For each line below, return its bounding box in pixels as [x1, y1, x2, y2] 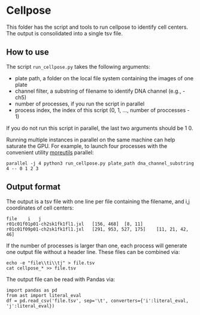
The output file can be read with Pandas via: [6, 275, 116, 283]
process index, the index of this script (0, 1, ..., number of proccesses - [14, 106, 190, 114]
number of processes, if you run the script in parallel [14, 100, 145, 107]
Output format [6, 182, 61, 192]
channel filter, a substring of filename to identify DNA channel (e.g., [14, 87, 181, 95]
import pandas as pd [6, 287, 58, 293]
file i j [6, 216, 42, 222]
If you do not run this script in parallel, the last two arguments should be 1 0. [6, 124, 193, 132]
